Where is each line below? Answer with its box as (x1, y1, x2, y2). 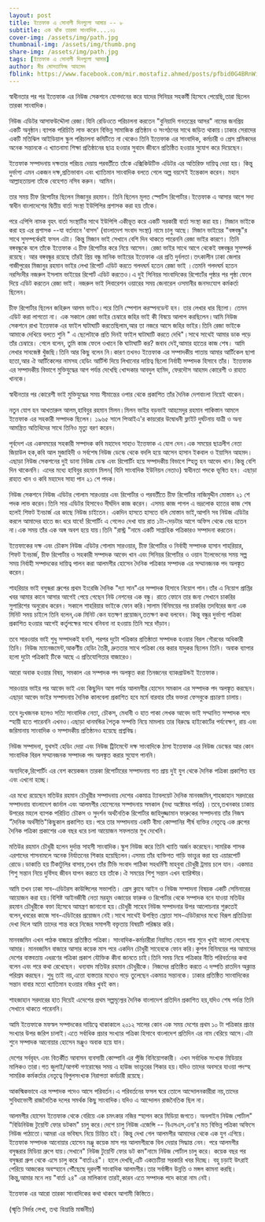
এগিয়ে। (227, 1128, 247, 1138)
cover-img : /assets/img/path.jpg (9, 33, 119, 42)
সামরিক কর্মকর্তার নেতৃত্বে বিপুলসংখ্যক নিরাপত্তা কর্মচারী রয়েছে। (9, 1070, 145, 1080)
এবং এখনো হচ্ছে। (9, 775, 50, 784)
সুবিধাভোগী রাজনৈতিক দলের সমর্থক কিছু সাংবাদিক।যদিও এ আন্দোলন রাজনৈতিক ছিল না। (9, 1095, 206, 1105)
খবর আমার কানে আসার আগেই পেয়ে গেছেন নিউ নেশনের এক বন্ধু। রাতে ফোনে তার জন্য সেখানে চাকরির (9, 591, 236, 602)
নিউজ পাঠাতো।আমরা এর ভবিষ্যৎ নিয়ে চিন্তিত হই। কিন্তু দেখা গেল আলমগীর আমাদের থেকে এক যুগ (9, 1128, 226, 1138)
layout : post (9, 11, 52, 20)
